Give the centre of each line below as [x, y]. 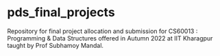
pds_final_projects [61, 12]
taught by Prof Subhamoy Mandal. [56, 45]
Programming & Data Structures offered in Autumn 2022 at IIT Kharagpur [110, 38]
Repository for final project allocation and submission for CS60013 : [102, 31]
